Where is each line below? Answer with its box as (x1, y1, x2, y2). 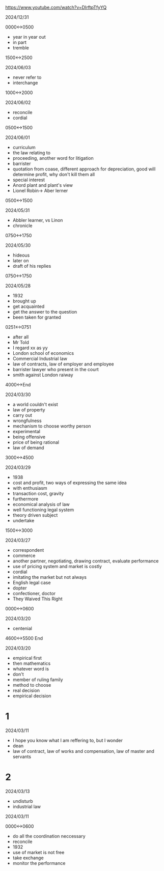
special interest (12, 177, 45, 183)
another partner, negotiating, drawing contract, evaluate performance (12, 558, 159, 564)
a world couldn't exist (12, 402, 59, 407)
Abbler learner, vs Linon (12, 217, 63, 223)
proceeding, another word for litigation (12, 155, 94, 161)
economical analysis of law (12, 501, 70, 507)
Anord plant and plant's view (12, 182, 73, 188)
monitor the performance (12, 860, 66, 866)
